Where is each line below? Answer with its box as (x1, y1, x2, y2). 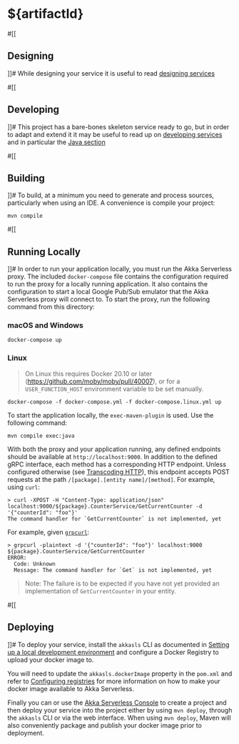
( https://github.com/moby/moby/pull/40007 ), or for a (24, 377, 180, 386)
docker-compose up (7, 336, 62, 344)
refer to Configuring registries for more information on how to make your (7, 677, 220, 685)
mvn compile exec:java (7, 432, 75, 439)
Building (7, 172, 45, 184)
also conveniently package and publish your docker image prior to (7, 720, 202, 730)
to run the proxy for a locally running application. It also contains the (7, 280, 208, 288)
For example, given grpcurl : (7, 528, 90, 536)
